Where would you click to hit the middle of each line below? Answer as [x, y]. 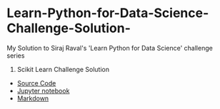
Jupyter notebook [43, 90]
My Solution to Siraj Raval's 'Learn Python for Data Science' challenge [110, 48]
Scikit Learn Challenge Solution [63, 69]
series [16, 56]
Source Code [36, 83]
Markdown [33, 98]
